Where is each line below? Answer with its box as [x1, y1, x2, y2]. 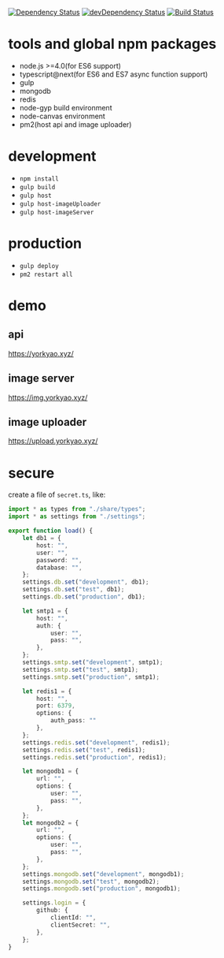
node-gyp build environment [19, 103, 112, 112]
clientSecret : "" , [50, 921, 111, 929]
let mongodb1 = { [22, 767, 79, 776]
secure [8, 464, 55, 482]
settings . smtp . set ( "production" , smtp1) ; [22, 673, 160, 681]
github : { [36, 907, 68, 915]
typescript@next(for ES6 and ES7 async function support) [19, 69, 208, 79]
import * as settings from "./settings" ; [8, 513, 146, 520]
